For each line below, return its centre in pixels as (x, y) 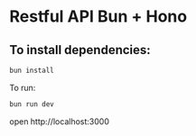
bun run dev (32, 104)
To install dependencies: (80, 50)
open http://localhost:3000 (60, 121)
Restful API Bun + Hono (98, 17)
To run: (23, 87)
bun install (32, 70)
